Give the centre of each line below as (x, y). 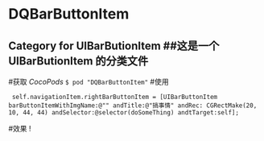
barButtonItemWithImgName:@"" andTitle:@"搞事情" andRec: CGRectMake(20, (133, 106)
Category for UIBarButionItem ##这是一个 (114, 46)
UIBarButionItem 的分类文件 (78, 61)
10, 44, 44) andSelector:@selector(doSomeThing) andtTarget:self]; (124, 113)
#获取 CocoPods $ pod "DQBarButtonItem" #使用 (89, 82)
